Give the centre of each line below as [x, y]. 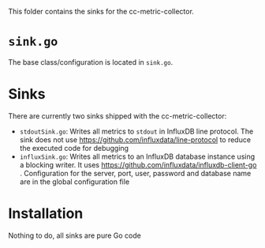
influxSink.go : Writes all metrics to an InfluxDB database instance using [137, 156]
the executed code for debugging [74, 148]
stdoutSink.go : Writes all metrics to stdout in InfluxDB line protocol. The [136, 131]
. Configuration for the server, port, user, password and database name [135, 173]
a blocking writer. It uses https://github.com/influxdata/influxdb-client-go [138, 164]
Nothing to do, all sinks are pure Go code [75, 235]
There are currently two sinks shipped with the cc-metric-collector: [118, 116]
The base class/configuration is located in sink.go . [91, 62]
